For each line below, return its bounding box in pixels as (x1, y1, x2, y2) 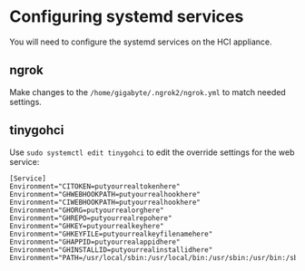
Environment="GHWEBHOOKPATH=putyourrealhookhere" (9, 189, 202, 198)
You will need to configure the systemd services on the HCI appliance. (9, 36, 272, 47)
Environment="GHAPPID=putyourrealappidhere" (9, 237, 181, 247)
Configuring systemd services (9, 6, 244, 27)
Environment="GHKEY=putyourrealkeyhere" (9, 221, 165, 230)
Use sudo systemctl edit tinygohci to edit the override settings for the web (9, 147, 295, 158)
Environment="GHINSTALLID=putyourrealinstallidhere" (9, 245, 213, 255)
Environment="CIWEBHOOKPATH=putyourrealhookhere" (9, 198, 202, 207)
